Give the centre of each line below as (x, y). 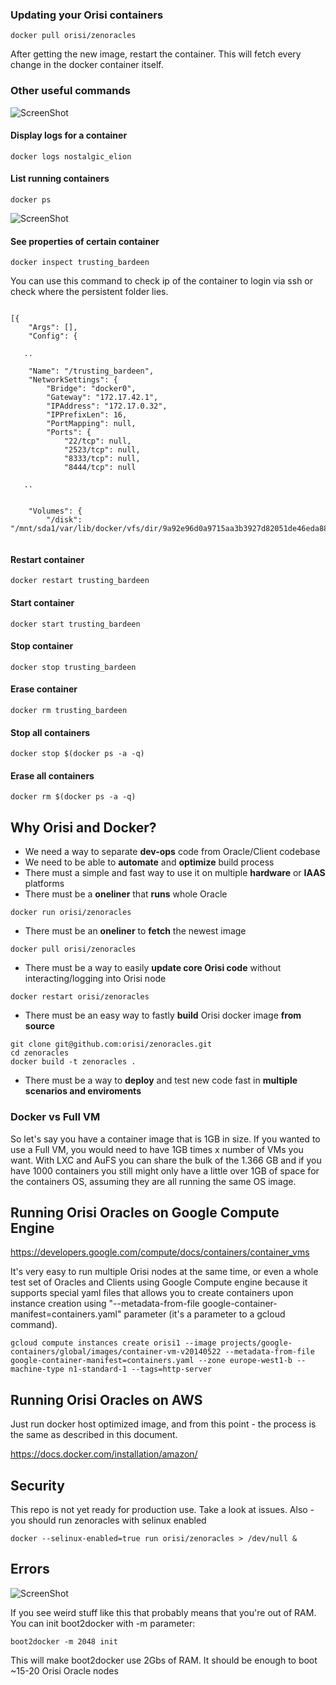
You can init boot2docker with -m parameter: (103, 1623)
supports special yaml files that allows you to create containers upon (152, 1293)
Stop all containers (50, 732)
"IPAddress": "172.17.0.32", (107, 406)
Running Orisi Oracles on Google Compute (145, 1212)
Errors (30, 1569)
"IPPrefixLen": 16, (87, 415)
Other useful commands (70, 91)
